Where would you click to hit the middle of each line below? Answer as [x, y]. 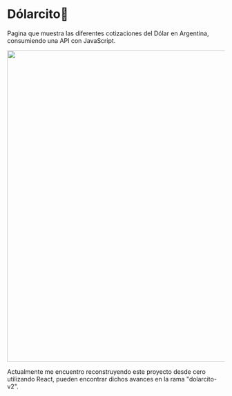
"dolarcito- [202, 379]
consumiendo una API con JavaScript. [61, 40]
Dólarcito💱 [38, 14]
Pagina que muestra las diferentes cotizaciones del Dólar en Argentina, [108, 33]
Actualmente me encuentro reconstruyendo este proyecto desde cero [106, 371]
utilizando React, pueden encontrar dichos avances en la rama [96, 379]
